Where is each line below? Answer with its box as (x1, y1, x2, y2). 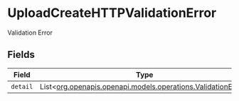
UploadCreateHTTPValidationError (7, 5, 217, 21)
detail (11, 83, 33, 90)
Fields (7, 49, 36, 61)
